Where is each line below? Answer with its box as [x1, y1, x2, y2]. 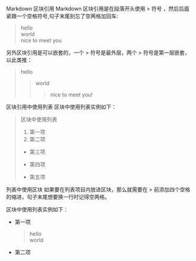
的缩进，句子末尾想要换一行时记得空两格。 [6, 194, 110, 200]
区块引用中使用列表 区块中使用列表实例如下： [6, 103, 117, 110]
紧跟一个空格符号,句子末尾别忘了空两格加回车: [6, 12, 118, 19]
